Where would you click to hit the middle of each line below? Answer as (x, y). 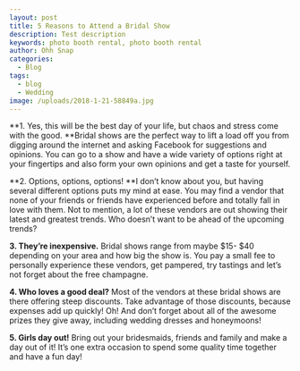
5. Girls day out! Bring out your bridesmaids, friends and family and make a (148, 338)
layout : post (34, 17)
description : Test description (68, 34)
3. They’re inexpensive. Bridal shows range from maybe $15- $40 (132, 246)
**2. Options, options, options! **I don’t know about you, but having (137, 181)
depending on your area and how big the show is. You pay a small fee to (142, 256)
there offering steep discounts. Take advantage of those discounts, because (150, 301)
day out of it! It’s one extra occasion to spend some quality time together (143, 347)
